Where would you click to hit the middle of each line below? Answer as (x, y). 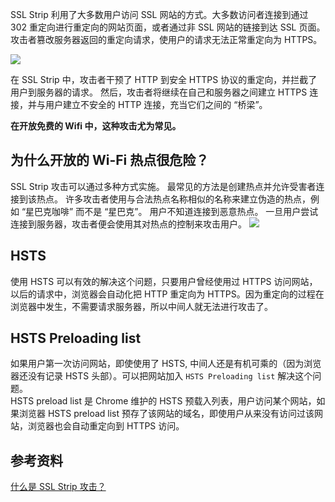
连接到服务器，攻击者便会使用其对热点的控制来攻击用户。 (128, 224)
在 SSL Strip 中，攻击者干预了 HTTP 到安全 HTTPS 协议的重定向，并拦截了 (164, 79)
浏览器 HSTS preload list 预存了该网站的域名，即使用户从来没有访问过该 (166, 414)
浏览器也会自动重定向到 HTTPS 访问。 (106, 426)
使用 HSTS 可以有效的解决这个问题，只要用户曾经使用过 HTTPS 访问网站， (164, 281)
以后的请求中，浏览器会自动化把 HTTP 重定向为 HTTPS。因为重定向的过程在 (167, 294)
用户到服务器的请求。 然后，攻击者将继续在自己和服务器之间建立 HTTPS (159, 92)
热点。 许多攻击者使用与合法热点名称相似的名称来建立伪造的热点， (173, 199)
